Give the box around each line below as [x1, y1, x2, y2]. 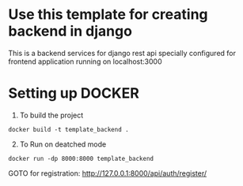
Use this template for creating [8, 6, 208, 24]
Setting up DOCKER [8, 84, 140, 102]
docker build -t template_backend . [8, 125, 129, 133]
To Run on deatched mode [19, 139, 107, 149]
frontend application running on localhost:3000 [8, 57, 162, 66]
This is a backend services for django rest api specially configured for [8, 48, 236, 58]
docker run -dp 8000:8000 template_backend [8, 154, 154, 162]
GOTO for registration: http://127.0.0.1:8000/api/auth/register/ [8, 168, 207, 178]
